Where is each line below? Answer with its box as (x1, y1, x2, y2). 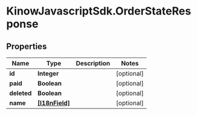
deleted (9, 89, 32, 97)
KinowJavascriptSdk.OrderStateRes (6, 4, 192, 18)
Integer (37, 70, 59, 77)
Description (76, 59, 111, 67)
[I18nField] (37, 99, 71, 107)
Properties (6, 41, 47, 51)
